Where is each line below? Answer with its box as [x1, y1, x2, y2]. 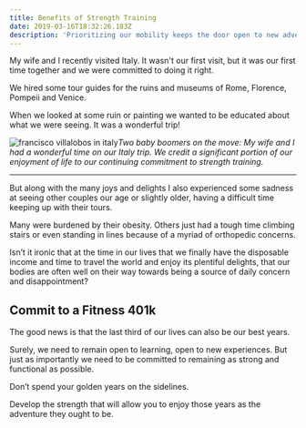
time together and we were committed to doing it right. [9, 65, 214, 76]
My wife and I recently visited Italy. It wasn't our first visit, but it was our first [9, 56, 296, 66]
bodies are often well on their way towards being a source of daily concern [9, 266, 291, 278]
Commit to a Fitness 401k [9, 302, 157, 318]
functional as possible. [9, 363, 95, 374]
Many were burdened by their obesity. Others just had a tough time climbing [9, 219, 295, 230]
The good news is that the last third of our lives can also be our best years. [9, 327, 291, 338]
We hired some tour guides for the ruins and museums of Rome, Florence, [9, 83, 287, 94]
